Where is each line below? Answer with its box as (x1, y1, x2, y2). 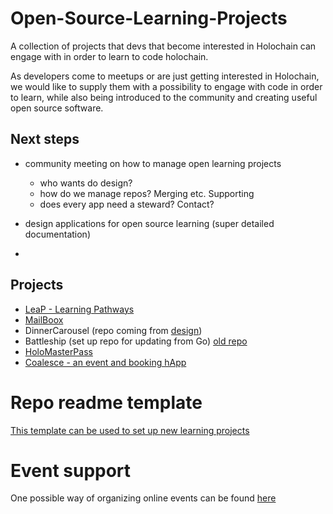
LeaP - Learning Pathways (24, 303, 135, 315)
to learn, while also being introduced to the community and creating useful (10, 91, 318, 103)
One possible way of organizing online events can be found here (10, 492, 277, 504)
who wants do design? (39, 177, 133, 189)
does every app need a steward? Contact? (39, 198, 215, 210)
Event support (10, 459, 132, 482)
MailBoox (24, 313, 64, 326)
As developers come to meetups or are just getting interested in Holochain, (10, 70, 320, 82)
